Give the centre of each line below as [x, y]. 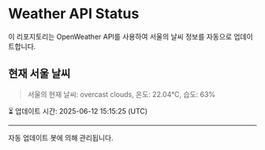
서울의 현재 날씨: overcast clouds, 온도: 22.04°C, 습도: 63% [121, 94]
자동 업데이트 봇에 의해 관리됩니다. [61, 137]
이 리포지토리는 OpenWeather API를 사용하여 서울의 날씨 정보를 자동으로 [120, 36]
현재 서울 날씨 [39, 74]
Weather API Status [74, 14]
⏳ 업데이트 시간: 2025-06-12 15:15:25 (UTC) [78, 111]
